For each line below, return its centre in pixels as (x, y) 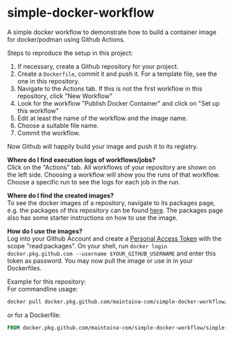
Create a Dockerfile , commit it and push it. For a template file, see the (117, 74)
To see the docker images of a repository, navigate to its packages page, (111, 202)
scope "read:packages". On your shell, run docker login (87, 246)
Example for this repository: (47, 281)
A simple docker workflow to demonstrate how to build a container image (112, 32)
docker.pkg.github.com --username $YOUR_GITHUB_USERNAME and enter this (112, 253)
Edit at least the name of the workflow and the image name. (102, 118)
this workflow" (38, 111)
